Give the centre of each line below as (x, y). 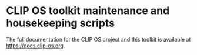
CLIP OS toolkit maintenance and (88, 11)
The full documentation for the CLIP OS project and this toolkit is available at (98, 39)
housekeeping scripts (61, 23)
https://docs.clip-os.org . (36, 46)
